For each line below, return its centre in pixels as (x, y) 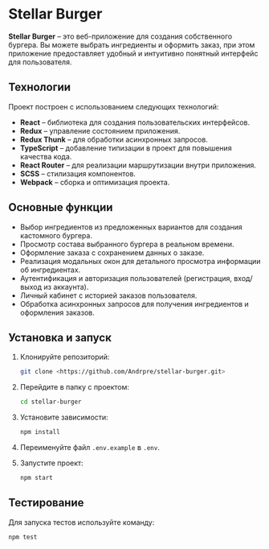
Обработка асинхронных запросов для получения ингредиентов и (134, 303)
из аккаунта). (66, 287)
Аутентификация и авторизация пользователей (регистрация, (126, 278)
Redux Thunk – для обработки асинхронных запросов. (114, 139)
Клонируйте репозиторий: (65, 357)
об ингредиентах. (50, 270)
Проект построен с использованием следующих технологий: (114, 106)
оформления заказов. (57, 312)
